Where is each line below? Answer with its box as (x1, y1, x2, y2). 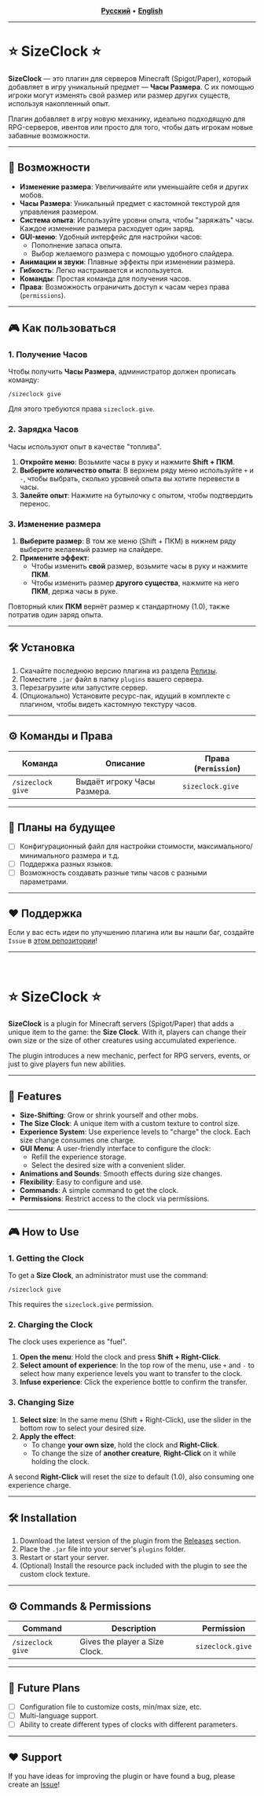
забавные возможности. (8, 131, 90, 140)
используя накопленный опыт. (8, 98, 110, 108)
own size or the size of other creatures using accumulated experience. (8, 1036, 237, 1045)
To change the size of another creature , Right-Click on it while (31, 1448, 236, 1458)
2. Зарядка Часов (8, 424, 79, 435)
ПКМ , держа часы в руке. (31, 587, 118, 596)
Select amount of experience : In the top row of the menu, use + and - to (19, 1360, 255, 1370)
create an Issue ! (8, 1779, 60, 1789)
